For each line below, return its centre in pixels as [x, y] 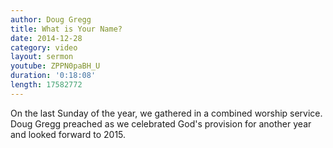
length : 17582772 [46, 85]
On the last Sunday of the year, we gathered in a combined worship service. [166, 113]
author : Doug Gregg [51, 19]
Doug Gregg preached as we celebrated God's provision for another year [161, 123]
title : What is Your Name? [66, 29]
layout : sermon [42, 57]
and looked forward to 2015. [68, 134]
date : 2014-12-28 [46, 38]
